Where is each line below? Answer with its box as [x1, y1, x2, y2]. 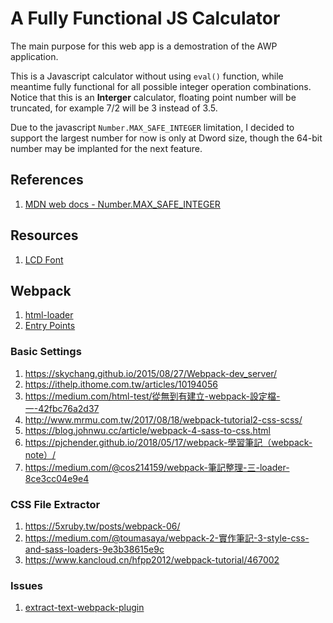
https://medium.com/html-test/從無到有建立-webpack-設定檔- [24, 390, 281, 402]
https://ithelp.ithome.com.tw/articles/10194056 [24, 378, 218, 390]
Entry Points [24, 320, 76, 332]
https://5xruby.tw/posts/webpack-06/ [24, 520, 181, 532]
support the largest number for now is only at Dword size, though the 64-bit [10, 132, 323, 144]
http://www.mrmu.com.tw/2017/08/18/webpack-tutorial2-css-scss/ [24, 413, 303, 426]
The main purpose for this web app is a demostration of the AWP [10, 40, 278, 52]
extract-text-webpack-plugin [24, 602, 145, 614]
